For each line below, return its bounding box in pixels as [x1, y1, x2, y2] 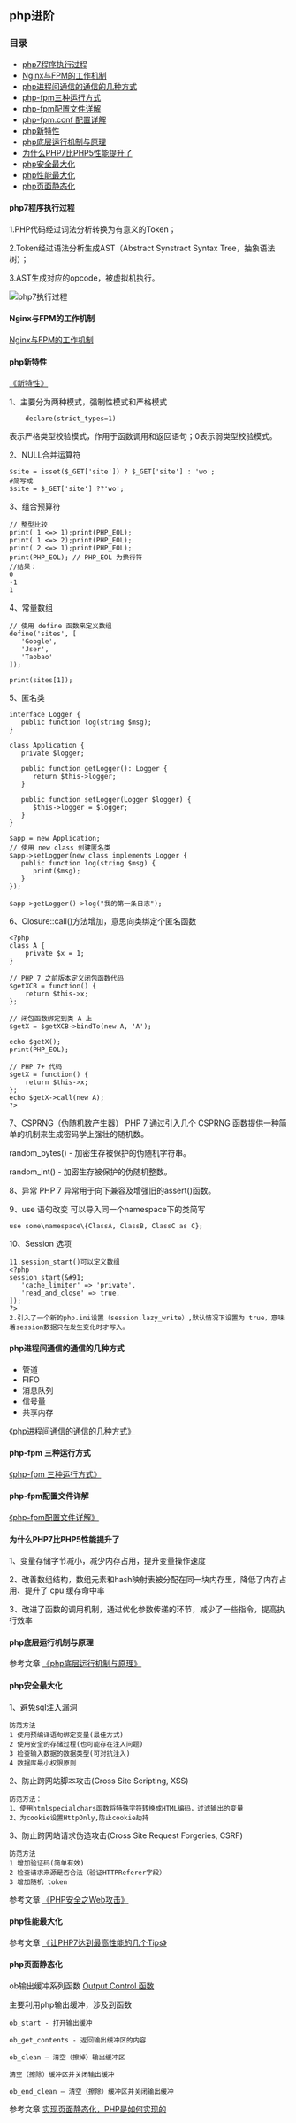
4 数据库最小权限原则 [9, 1758, 77, 1767]
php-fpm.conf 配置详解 [21, 114, 107, 125]
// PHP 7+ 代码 [9, 1063, 63, 1072]
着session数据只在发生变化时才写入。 [9, 1323, 130, 1332]
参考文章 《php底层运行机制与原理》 [9, 1658, 142, 1669]
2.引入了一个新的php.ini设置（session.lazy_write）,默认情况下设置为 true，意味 [9, 1313, 285, 1323]
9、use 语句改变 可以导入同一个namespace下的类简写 [9, 1204, 206, 1215]
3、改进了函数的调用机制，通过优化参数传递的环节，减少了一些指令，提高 [9, 1604, 277, 1615]
